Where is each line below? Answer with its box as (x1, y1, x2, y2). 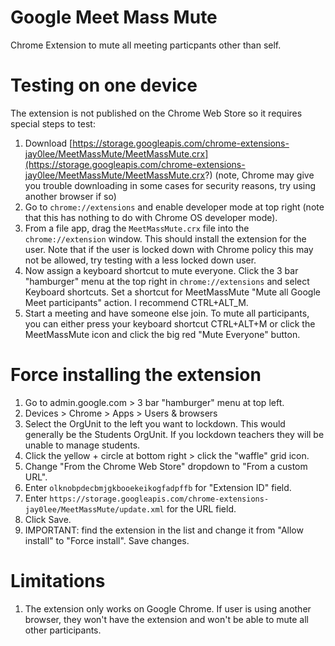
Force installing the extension (10, 364, 262, 386)
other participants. (24, 624, 102, 636)
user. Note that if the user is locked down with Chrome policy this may (24, 243, 314, 255)
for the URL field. (166, 502, 237, 515)
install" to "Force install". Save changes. (24, 534, 190, 546)
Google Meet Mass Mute (10, 6, 218, 29)
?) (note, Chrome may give (204, 169, 315, 181)
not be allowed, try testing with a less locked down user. (24, 254, 257, 266)
